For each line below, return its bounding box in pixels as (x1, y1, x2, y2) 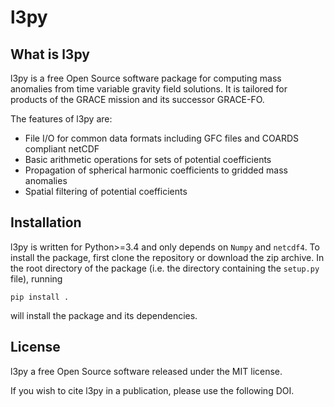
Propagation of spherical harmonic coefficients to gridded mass (24, 164, 288, 176)
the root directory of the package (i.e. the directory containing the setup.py (10, 262, 320, 274)
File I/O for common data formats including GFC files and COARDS (24, 132, 299, 144)
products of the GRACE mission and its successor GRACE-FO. (10, 94, 265, 105)
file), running (10, 272, 63, 285)
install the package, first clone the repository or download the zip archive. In (10, 251, 325, 263)
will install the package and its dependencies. (10, 309, 198, 321)
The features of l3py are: (10, 113, 113, 125)
